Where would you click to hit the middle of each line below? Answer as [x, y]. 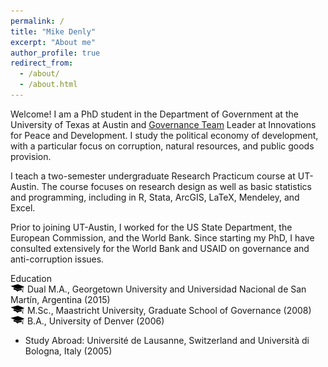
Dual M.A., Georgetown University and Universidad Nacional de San [166, 289]
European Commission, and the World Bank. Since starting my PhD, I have [162, 237]
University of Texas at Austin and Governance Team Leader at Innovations [163, 124]
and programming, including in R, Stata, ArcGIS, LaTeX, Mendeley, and [155, 197]
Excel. [23, 207]
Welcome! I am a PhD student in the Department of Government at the [154, 114]
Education [31, 278]
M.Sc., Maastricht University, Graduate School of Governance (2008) [169, 310]
